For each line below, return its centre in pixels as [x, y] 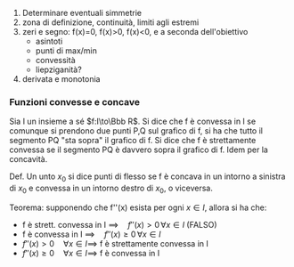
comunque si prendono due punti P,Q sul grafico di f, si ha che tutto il [136, 131]
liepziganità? [58, 69]
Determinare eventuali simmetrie [82, 13]
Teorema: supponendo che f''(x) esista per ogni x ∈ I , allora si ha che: [138, 207]
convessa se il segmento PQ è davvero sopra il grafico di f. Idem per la [139, 150]
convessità [55, 60]
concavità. [29, 159]
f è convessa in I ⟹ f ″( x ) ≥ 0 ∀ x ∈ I [92, 234]
